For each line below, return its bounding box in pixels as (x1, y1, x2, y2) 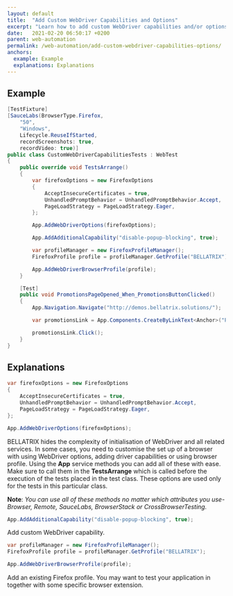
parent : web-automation (7, 36, 76, 43)
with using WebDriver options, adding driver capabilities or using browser (7, 452, 217, 461)
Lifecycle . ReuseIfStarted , (19, 131, 98, 139)
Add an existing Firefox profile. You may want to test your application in (7, 574, 211, 581)
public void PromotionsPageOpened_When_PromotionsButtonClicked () (19, 291, 216, 299)
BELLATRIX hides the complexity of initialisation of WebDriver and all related (7, 437, 225, 445)
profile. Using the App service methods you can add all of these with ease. (7, 459, 221, 467)
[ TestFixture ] (7, 106, 49, 113)
